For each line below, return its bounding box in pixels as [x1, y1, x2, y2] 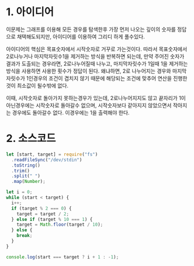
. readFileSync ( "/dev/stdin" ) [11, 157, 82, 163]
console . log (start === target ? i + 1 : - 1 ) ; [6, 254, 119, 260]
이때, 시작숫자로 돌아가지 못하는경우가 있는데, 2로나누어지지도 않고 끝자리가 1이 [6, 94, 186, 101]
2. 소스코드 [6, 132, 56, 145]
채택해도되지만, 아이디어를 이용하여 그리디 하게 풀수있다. [16, 33, 145, 40]
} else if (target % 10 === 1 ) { [11, 216, 93, 222]
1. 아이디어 [6, 5, 54, 19]
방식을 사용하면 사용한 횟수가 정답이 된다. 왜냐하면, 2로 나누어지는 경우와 [6, 67, 171, 74]
